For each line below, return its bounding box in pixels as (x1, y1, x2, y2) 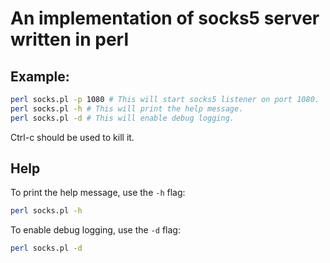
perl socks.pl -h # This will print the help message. (10, 103, 244, 114)
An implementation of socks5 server (10, 7, 320, 30)
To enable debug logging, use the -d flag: (10, 224, 181, 236)
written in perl (10, 28, 129, 51)
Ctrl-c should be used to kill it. (10, 131, 135, 143)
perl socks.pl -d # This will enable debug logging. (10, 113, 235, 123)
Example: (10, 68, 70, 85)
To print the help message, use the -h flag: (10, 187, 186, 199)
